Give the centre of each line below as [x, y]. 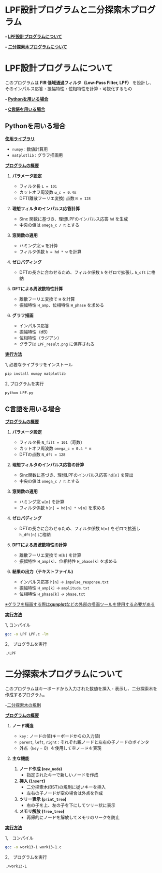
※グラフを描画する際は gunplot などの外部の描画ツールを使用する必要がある [80, 604]
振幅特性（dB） [35, 332]
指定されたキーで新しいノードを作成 [62, 774]
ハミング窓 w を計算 [38, 245]
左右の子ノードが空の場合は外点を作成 [65, 793]
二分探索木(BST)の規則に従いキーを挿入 [66, 787]
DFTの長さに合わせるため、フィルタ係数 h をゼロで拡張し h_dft [82, 272]
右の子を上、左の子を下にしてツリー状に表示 [71, 805]
